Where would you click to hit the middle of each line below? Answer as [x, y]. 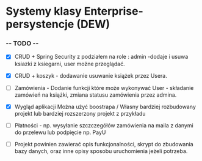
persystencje [40, 24]
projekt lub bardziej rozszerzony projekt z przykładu [80, 113]
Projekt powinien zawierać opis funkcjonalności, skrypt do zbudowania [104, 144]
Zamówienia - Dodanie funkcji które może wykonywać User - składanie [104, 88]
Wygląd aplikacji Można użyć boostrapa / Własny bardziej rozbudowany [105, 107]
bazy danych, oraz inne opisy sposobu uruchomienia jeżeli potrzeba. [101, 151]
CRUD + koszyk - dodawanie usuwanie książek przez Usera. [91, 75]
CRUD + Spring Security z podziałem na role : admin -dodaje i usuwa [101, 57]
